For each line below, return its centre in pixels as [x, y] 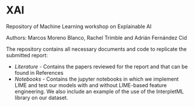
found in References [39, 73]
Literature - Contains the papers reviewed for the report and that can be [101, 66]
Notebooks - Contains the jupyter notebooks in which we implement [97, 79]
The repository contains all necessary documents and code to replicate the [96, 49]
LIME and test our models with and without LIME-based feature [91, 85]
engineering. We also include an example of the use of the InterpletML [99, 91]
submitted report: [27, 55]
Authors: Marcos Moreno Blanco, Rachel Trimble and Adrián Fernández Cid [96, 37]
